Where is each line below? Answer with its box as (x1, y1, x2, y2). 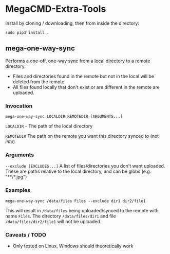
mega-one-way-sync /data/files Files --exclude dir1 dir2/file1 (5, 198, 146, 204)
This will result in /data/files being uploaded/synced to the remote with (5, 207, 159, 213)
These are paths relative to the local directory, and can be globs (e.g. (5, 168, 152, 175)
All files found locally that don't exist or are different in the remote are (12, 84, 160, 90)
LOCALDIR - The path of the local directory (5, 123, 93, 129)
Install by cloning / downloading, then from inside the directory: (5, 20, 140, 26)
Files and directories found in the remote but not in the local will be (12, 73, 154, 79)
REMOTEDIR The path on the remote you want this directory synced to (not (5, 133, 159, 139)
